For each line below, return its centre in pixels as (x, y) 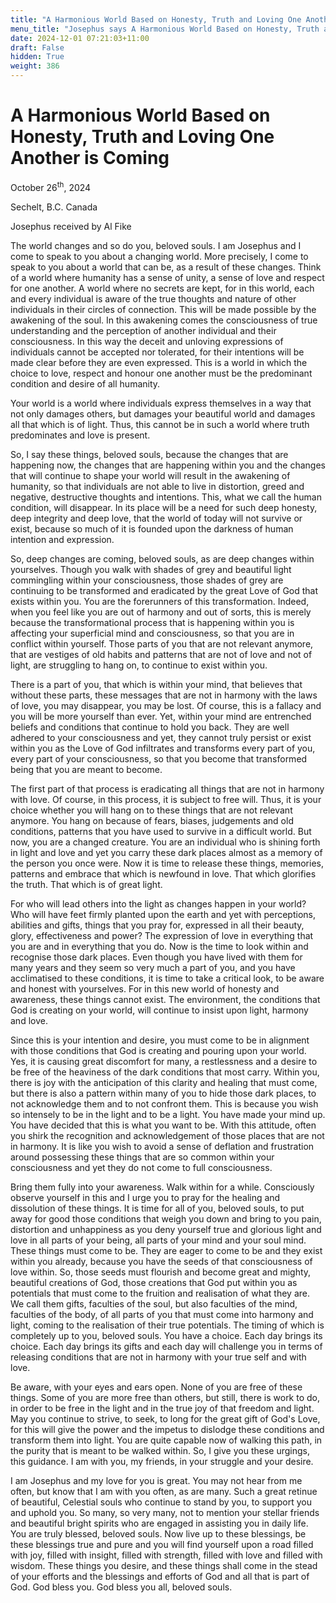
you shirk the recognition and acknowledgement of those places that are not (167, 1135)
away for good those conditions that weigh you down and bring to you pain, (166, 1218)
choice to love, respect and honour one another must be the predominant (161, 373)
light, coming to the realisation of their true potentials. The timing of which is (167, 1325)
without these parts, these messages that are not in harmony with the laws (164, 695)
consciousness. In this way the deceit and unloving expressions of (147, 341)
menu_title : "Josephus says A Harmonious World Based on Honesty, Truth (165, 29)
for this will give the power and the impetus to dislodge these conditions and (167, 1429)
